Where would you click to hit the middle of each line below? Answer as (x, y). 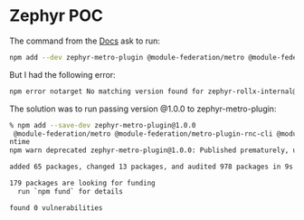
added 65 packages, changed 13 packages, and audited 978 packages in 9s (152, 167)
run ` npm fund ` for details (71, 191)
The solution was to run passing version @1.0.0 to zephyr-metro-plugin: (143, 109)
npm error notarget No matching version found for (107, 91)
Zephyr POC (57, 16)
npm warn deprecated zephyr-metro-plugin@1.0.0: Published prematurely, (149, 150)
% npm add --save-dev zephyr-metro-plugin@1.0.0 (103, 125)
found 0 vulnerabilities (56, 208)
